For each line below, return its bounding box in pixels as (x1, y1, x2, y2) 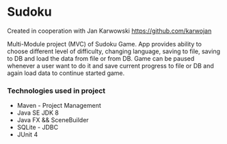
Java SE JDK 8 (16, 109, 59, 117)
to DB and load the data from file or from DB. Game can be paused (7, 54, 195, 62)
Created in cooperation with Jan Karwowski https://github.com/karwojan (7, 27, 212, 35)
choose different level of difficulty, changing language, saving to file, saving (7, 47, 221, 55)
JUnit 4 (16, 130, 38, 139)
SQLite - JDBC (16, 124, 59, 132)
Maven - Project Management (16, 102, 101, 110)
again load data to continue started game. (7, 69, 125, 77)
